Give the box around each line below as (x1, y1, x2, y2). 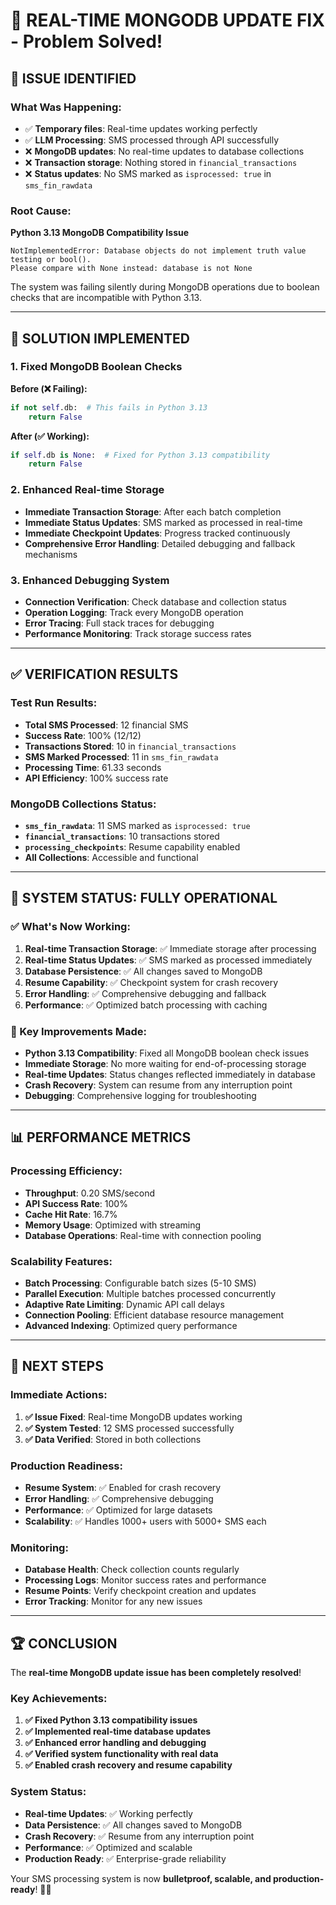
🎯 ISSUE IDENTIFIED (10, 70, 137, 87)
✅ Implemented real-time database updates (24, 1725, 212, 1738)
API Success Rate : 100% (24, 1197, 128, 1209)
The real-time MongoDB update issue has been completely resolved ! (10, 1667, 302, 1678)
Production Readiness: (10, 1459, 123, 1473)
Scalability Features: (10, 1254, 113, 1268)
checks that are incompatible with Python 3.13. (10, 292, 202, 304)
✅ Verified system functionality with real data (24, 1748, 219, 1760)
